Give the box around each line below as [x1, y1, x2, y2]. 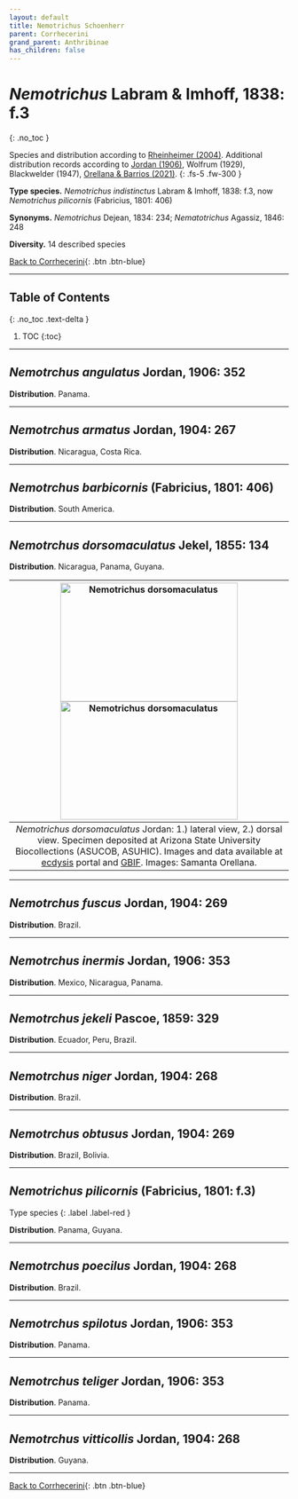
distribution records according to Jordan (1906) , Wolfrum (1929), [9, 159, 246, 170]
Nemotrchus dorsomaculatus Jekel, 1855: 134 [9, 538, 270, 553]
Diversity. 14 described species [9, 239, 126, 249]
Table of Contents [9, 290, 111, 305]
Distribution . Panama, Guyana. [9, 1224, 122, 1235]
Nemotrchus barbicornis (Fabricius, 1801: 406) [9, 480, 274, 495]
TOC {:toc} [21, 330, 62, 342]
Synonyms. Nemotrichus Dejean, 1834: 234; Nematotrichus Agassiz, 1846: [9, 212, 285, 223]
